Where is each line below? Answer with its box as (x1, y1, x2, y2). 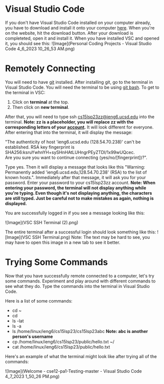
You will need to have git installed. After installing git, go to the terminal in (5, 79, 153, 85)
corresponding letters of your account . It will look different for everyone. (5, 124, 154, 130)
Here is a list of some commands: (5, 298, 72, 304)
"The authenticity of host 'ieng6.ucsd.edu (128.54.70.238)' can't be (5, 139, 141, 145)
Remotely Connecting (5, 63, 95, 74)
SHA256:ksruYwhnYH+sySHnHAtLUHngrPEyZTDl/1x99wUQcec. (5, 149, 135, 155)
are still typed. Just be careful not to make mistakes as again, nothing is (5, 195, 154, 201)
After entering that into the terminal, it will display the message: (5, 129, 133, 135)
